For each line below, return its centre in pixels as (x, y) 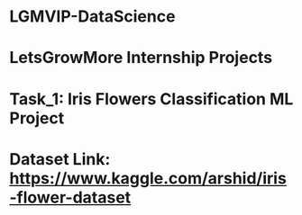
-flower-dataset (70, 197)
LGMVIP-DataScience (92, 17)
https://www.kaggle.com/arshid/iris (148, 178)
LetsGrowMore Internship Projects (141, 58)
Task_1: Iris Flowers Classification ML (151, 99)
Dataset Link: (60, 159)
